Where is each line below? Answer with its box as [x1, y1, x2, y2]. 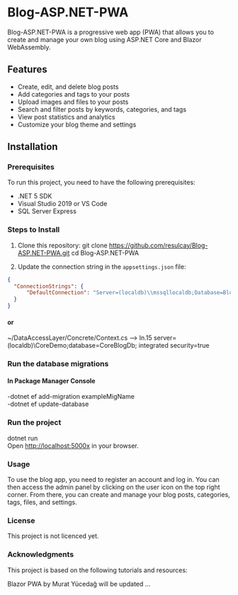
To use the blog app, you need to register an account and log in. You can [7, 476, 220, 484]
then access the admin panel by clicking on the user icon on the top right [7, 483, 221, 491]
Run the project [7, 417, 62, 427]
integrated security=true [138, 341, 210, 350]
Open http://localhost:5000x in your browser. [7, 441, 140, 450]
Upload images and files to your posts [17, 97, 129, 106]
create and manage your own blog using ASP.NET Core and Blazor [7, 35, 202, 43]
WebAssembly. [7, 43, 51, 51]
